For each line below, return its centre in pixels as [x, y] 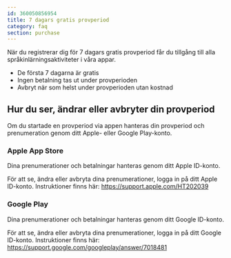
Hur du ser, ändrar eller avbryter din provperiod [111, 109]
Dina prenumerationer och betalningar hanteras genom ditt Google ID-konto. [115, 219]
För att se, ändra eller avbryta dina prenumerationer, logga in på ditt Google [114, 233]
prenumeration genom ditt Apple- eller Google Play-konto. [90, 133]
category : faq [28, 26]
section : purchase [33, 33]
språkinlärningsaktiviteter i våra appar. [61, 60]
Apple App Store [36, 151]
